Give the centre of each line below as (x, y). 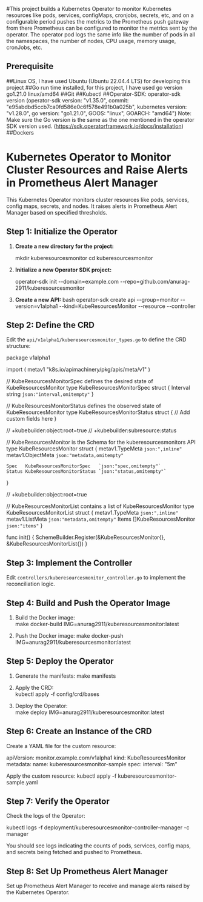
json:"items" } (25, 526)
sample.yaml (22, 782)
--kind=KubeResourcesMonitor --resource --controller (127, 306)
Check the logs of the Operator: (46, 816)
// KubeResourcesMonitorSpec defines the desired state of (80, 381)
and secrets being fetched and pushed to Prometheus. (74, 852)
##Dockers (20, 132)
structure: (18, 346)
